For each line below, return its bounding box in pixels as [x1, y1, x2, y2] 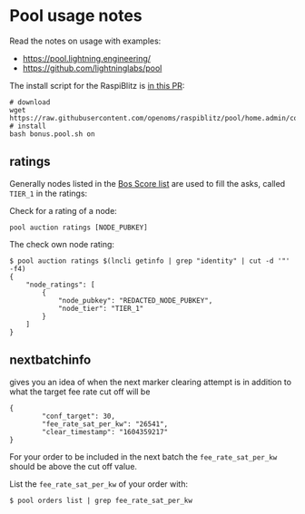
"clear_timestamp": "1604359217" [42, 427, 169, 436]
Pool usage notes [9, 5, 143, 26]
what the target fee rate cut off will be [9, 386, 151, 397]
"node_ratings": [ [25, 280, 95, 289]
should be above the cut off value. [9, 461, 138, 471]
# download [9, 97, 51, 107]
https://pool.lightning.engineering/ [22, 53, 152, 63]
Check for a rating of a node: [9, 205, 118, 216]
